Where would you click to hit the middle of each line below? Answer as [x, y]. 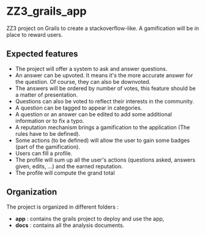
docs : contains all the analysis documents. [70, 225]
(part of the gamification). [48, 147]
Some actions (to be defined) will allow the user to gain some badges [102, 140]
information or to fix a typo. [50, 121]
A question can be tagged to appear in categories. [79, 108]
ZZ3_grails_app [47, 11]
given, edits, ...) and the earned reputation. [69, 166]
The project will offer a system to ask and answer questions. [91, 69]
